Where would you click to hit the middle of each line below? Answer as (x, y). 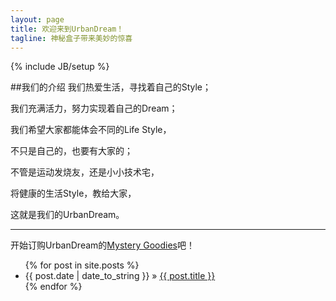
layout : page (37, 19)
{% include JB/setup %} (60, 67)
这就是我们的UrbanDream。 (67, 215)
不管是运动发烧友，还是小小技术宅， (85, 172)
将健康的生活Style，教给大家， (73, 193)
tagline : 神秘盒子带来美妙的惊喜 (71, 38)
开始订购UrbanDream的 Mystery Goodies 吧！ (102, 245)
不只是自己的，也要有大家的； (71, 151)
